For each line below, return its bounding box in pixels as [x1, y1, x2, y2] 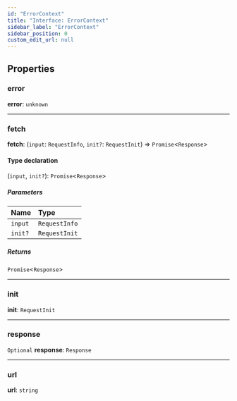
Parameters [7, 187, 43, 196]
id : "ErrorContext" [7, 10, 65, 18]
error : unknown [7, 99, 48, 108]
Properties [7, 63, 55, 75]
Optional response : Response [7, 345, 92, 354]
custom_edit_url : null [7, 37, 74, 44]
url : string [7, 385, 39, 395]
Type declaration [7, 156, 59, 164]
